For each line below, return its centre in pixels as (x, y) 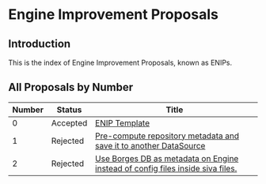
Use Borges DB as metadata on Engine (167, 158)
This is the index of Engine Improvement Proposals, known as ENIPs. (120, 62)
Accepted (69, 122)
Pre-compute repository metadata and (167, 136)
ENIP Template (122, 122)
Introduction (40, 44)
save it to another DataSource (150, 145)
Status (69, 110)
